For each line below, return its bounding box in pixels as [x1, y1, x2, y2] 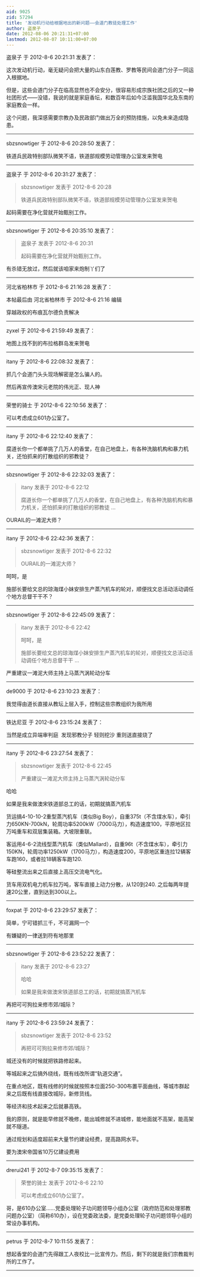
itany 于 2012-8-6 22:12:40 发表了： [6, 433, 95, 439]
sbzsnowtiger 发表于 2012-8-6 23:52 [20, 1032, 112, 1039]
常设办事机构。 [6, 1220, 43, 1226]
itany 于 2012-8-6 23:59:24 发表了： [6, 1019, 96, 1026]
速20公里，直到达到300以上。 [6, 889, 80, 895]
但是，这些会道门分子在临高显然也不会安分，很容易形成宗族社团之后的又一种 [6, 87, 194, 93]
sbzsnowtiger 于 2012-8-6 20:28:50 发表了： [6, 140, 117, 147]
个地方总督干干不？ [6, 593, 54, 600]
